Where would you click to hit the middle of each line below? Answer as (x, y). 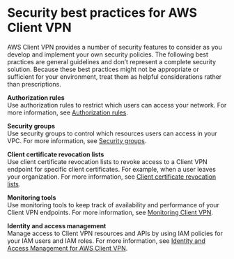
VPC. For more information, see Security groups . (77, 140)
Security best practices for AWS (102, 13)
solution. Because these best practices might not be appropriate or (103, 69)
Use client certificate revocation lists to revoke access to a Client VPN (107, 161)
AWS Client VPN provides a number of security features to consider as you (115, 47)
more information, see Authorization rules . (68, 112)
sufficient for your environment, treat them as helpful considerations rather (115, 76)
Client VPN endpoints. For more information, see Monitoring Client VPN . (110, 212)
